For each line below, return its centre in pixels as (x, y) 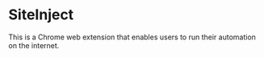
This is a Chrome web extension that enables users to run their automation (132, 37)
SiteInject (41, 15)
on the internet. (34, 45)
